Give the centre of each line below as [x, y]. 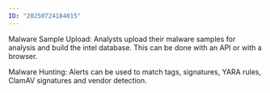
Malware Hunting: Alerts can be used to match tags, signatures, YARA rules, [135, 72]
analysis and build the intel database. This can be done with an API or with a [135, 47]
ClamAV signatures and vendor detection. [78, 80]
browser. [23, 56]
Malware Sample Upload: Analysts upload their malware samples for [122, 39]
